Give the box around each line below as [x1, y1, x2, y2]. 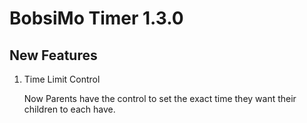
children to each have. [23, 103, 116, 115]
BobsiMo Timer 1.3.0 [9, 7, 184, 30]
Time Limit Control [23, 73, 101, 85]
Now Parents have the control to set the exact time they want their [23, 93, 297, 104]
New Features [9, 47, 98, 64]
